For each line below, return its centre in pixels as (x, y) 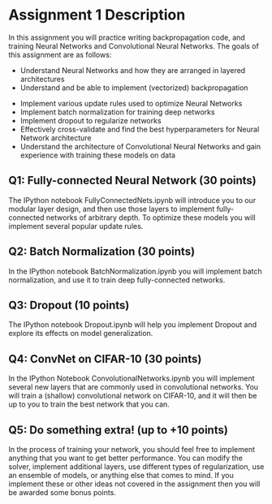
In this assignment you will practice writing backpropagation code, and (127, 37)
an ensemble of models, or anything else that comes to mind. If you (121, 475)
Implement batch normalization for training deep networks (117, 112)
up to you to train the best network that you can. (89, 404)
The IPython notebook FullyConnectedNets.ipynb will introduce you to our (132, 200)
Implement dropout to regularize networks (91, 120)
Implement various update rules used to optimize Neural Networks (131, 103)
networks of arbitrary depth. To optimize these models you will (151, 218)
